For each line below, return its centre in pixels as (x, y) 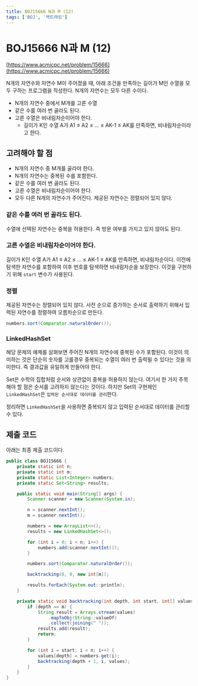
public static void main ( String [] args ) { (70, 494)
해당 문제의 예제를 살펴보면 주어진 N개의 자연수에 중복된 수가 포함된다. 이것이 (94, 352)
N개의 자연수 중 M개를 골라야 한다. (54, 168)
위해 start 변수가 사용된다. (43, 274)
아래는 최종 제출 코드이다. (35, 450)
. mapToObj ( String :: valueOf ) (82, 618)
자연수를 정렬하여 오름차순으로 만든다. (60, 312)
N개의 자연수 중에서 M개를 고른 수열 (56, 103)
